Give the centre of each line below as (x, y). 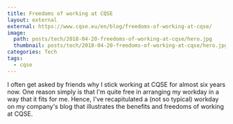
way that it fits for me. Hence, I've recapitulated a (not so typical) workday (113, 99)
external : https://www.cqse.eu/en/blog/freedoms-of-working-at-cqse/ (110, 26)
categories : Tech (32, 52)
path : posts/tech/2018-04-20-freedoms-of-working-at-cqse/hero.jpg (113, 39)
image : (17, 33)
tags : (15, 59)
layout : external (32, 20)
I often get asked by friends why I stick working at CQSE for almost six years (116, 84)
